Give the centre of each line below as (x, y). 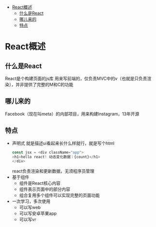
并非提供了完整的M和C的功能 (44, 84)
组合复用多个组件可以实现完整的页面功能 (59, 196)
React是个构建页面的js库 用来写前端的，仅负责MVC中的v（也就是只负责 (76, 78)
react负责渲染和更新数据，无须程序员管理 (53, 171)
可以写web (30, 208)
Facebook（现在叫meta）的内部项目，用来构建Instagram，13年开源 (72, 114)
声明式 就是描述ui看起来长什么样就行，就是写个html (63, 143)
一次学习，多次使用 (31, 201)
